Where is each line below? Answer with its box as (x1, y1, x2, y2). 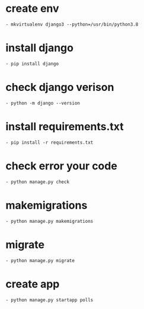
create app (5, 277, 60, 291)
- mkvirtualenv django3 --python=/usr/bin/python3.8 (5, 21, 139, 27)
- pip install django (5, 61, 59, 67)
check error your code (5, 159, 118, 172)
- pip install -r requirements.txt (5, 139, 94, 146)
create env (5, 2, 60, 15)
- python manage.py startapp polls (5, 297, 94, 303)
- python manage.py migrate (5, 257, 75, 263)
